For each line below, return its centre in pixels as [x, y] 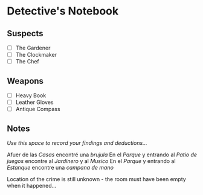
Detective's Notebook [63, 11]
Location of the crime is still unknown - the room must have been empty [96, 179]
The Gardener [33, 48]
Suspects [25, 34]
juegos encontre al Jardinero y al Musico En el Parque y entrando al [91, 161]
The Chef [27, 62]
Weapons [25, 81]
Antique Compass [38, 109]
